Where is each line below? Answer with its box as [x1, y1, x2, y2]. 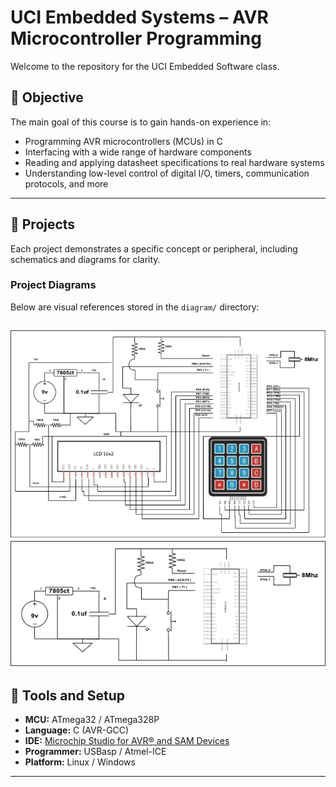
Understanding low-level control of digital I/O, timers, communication [24, 167, 310, 179]
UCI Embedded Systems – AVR [10, 6, 269, 29]
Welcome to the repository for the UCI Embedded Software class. [10, 60, 280, 72]
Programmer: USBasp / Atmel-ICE [24, 746, 167, 758]
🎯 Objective [10, 89, 84, 106]
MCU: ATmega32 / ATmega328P [24, 714, 160, 726]
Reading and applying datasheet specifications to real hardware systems [24, 156, 325, 168]
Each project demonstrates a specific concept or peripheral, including [10, 242, 298, 255]
